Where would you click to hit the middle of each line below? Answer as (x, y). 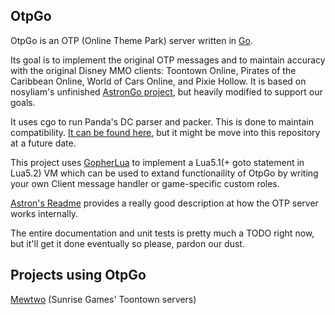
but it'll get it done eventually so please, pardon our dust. (127, 243)
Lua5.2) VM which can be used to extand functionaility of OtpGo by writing (164, 173)
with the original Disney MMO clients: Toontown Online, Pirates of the (153, 70)
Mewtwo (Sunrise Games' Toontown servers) (103, 299)
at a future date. (43, 143)
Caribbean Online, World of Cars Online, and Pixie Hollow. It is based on (158, 81)
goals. (23, 102)
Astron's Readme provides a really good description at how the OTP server (164, 203)
